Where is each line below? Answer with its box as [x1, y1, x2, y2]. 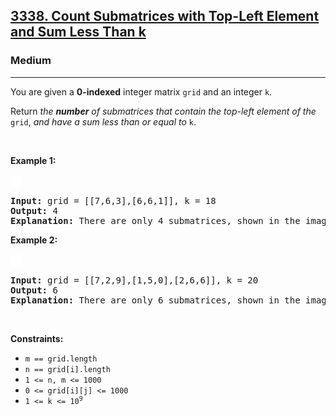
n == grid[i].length [24, 364, 111, 374]
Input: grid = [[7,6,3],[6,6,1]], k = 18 [10, 195, 217, 206]
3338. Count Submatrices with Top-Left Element [10, 8, 320, 25]
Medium [10, 54, 52, 68]
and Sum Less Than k [10, 24, 147, 41]
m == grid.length [24, 354, 98, 364]
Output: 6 [10, 284, 58, 296]
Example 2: [10, 234, 58, 246]
